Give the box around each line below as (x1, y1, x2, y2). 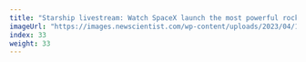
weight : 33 (9, 38, 51, 48)
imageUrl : (9, 22, 47, 31)
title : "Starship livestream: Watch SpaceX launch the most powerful (9, 13, 280, 23)
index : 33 (9, 30, 47, 39)
